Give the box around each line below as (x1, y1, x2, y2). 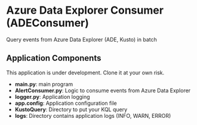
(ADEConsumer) (6, 16, 90, 30)
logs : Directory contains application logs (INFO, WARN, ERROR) (14, 112, 171, 119)
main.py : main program (14, 80, 73, 87)
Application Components (6, 53, 101, 63)
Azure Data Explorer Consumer (6, 4, 164, 17)
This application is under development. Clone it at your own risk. (6, 69, 165, 76)
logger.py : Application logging (14, 93, 91, 100)
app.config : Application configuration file (14, 99, 118, 107)
